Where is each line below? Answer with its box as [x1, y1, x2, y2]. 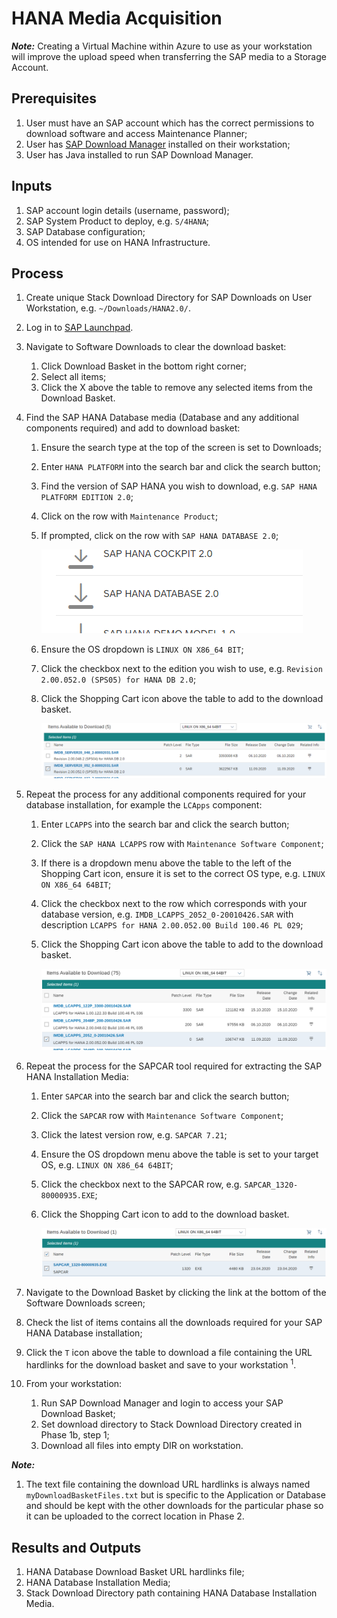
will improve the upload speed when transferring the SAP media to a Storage [11, 50, 327, 62]
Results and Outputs [11, 1539, 142, 1556]
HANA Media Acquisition [11, 7, 223, 30]
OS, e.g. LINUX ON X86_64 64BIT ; [40, 1158, 174, 1171]
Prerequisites [11, 90, 97, 107]
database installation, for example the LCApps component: [25, 798, 263, 811]
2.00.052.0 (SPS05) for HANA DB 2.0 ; [40, 673, 197, 686]
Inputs [11, 178, 53, 195]
